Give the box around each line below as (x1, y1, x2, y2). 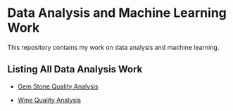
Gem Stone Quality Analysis (17, 82, 99, 91)
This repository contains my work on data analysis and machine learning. (7, 43, 220, 51)
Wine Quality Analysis (17, 96, 81, 104)
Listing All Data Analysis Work (7, 63, 143, 75)
